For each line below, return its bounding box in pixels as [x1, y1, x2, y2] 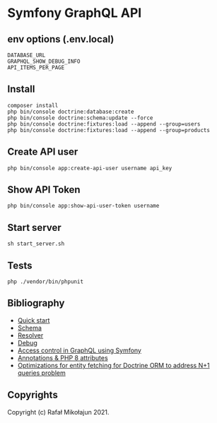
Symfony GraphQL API [7, 5, 142, 21]
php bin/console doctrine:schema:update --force [7, 114, 153, 121]
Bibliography [7, 297, 65, 309]
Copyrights [7, 389, 58, 401]
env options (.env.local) [7, 33, 115, 45]
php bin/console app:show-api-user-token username [7, 203, 160, 210]
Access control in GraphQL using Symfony [17, 346, 141, 355]
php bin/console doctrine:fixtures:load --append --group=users [7, 120, 201, 128]
